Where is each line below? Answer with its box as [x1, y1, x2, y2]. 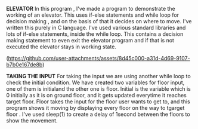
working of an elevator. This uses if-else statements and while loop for [6, 11, 180, 19]
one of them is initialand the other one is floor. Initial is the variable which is [6, 85, 191, 92]
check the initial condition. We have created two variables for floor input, [6, 79, 185, 86]
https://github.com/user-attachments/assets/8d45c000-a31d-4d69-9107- [8, 55, 190, 62]
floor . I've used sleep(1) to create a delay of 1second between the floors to [6, 110, 190, 118]
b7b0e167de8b [6, 61, 43, 68]
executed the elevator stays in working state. [6, 43, 116, 50]
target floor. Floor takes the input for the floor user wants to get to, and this [6, 98, 190, 105]
